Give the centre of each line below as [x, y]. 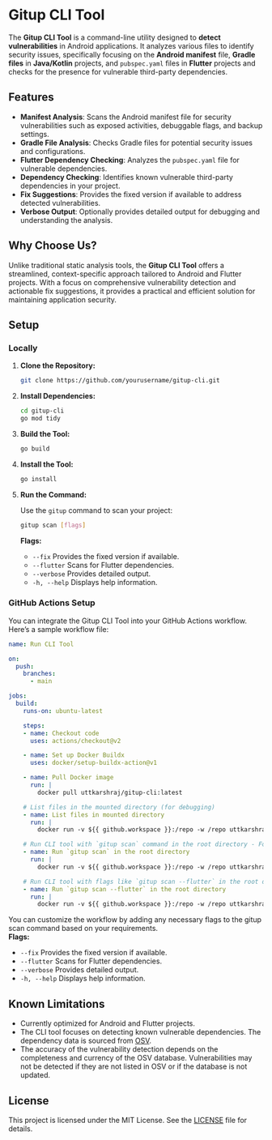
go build [35, 448]
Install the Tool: [47, 464]
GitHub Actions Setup [52, 603]
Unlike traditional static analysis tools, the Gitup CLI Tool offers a [117, 265]
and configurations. [53, 151]
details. [21, 1129]
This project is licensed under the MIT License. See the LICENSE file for [128, 1120]
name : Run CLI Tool [41, 644]
